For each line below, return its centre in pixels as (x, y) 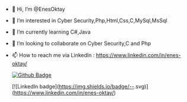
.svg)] (141, 86)
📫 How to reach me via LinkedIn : (53, 55)
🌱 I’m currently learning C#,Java (51, 32)
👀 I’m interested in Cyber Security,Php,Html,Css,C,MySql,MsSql (89, 20)
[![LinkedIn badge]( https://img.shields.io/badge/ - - (73, 86)
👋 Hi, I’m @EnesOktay (38, 9)
